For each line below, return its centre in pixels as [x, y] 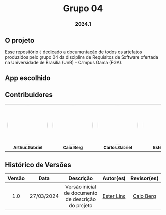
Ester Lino [114, 196]
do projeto [81, 205]
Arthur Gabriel [28, 148]
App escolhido [28, 78]
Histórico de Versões [38, 164]
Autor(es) [114, 178]
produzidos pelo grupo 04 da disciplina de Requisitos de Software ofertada [82, 57]
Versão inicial [81, 187]
